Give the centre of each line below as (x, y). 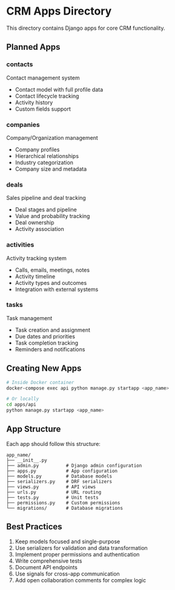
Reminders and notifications (50, 349)
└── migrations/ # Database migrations (64, 508)
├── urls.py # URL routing (54, 492)
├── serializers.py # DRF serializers (59, 481)
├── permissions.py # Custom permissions (63, 503)
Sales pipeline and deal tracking (46, 198)
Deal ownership (35, 222)
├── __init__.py (27, 460)
